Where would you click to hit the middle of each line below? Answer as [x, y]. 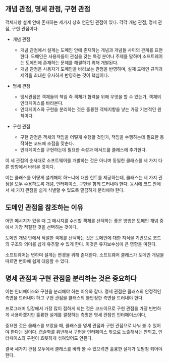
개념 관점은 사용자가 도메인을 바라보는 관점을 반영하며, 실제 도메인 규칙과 [91, 69]
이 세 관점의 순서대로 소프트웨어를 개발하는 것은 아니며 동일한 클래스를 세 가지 [81, 160]
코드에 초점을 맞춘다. [54, 143]
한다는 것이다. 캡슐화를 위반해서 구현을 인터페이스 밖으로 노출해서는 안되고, [84, 332]
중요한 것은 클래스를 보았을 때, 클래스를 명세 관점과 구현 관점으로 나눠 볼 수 [78, 326]
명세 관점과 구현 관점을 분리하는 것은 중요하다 [71, 278]
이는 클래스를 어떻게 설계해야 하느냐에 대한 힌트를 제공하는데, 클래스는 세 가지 [81, 177]
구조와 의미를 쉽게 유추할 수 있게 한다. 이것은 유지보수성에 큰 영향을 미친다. [84, 244]
